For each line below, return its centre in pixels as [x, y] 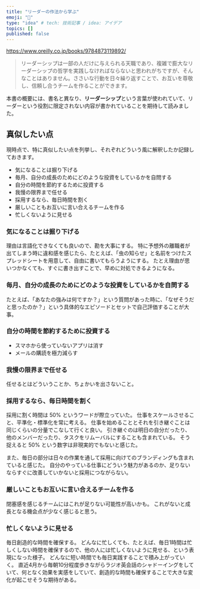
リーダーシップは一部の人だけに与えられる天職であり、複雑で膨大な [104, 63]
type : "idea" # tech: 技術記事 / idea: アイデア [64, 23]
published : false [28, 34]
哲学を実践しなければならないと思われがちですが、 [120, 71]
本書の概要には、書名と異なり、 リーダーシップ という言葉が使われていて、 [97, 99]
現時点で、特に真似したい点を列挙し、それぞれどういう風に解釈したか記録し [100, 149]
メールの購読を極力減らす [46, 353]
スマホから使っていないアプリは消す [59, 345]
